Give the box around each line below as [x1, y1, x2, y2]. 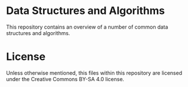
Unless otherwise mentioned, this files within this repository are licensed [6, 69, 183, 76]
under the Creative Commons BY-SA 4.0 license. [6, 75, 125, 82]
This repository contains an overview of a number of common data [6, 23, 169, 30]
